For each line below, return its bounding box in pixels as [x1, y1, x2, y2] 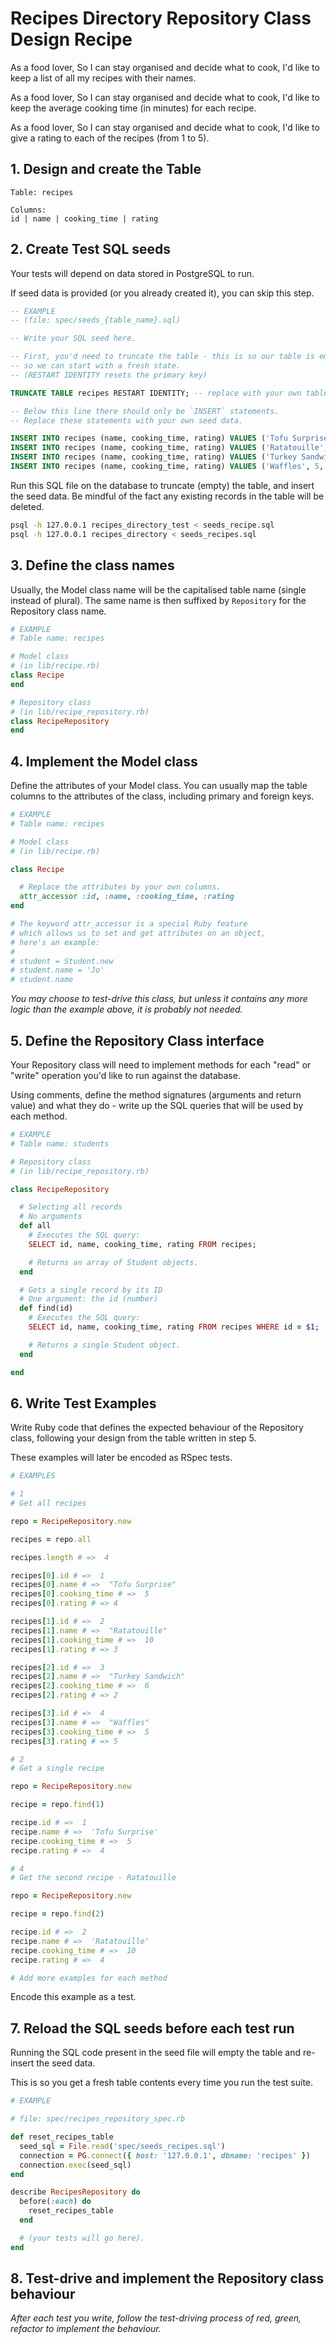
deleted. [10, 500, 45, 512]
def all [19, 1221, 52, 1231]
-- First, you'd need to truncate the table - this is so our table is [10, 352, 315, 362]
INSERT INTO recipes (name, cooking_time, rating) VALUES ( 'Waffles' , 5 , [10, 462, 325, 472]
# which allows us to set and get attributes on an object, [10, 928, 267, 938]
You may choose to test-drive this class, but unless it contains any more [10, 993, 308, 1005]
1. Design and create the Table [10, 161, 202, 178]
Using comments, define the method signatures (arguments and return [10, 1089, 302, 1101]
